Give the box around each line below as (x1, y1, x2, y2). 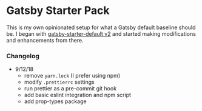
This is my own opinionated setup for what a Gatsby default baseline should (6, 24, 196, 31)
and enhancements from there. (6, 36, 84, 44)
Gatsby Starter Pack (6, 4, 110, 18)
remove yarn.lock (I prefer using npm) (24, 72, 121, 79)
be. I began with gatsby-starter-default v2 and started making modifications (6, 30, 196, 37)
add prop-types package (24, 98, 87, 105)
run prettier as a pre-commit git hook (24, 85, 117, 92)
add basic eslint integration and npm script (24, 92, 132, 99)
